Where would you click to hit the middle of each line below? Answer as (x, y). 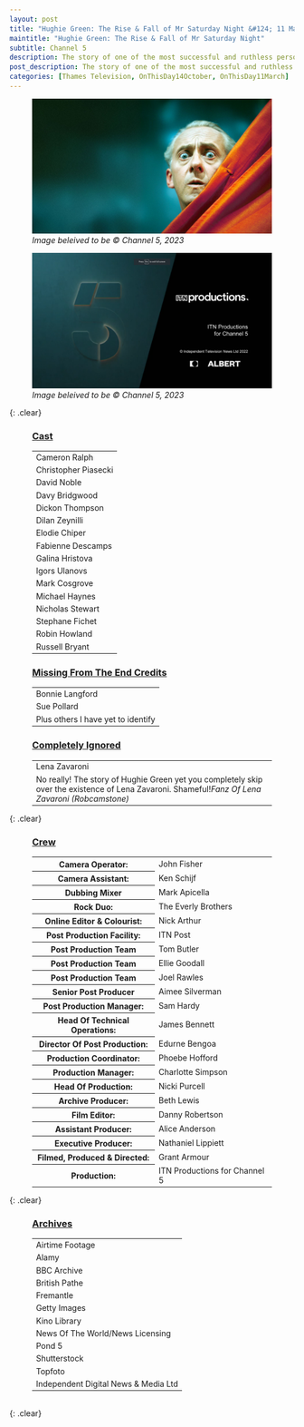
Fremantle (55, 1295)
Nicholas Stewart (67, 609)
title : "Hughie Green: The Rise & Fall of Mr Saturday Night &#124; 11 (147, 29)
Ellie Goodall (181, 963)
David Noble (59, 483)
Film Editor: (94, 1115)
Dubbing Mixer (93, 893)
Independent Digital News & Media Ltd (107, 1383)
